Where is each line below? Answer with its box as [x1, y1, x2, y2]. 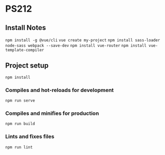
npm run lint [5, 144, 33, 150]
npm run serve [5, 98, 36, 103]
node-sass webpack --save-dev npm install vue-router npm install [5, 43, 147, 48]
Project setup [5, 61, 49, 70]
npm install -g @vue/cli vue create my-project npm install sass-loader [5, 38, 160, 43]
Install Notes [5, 23, 46, 32]
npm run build [5, 121, 36, 127]
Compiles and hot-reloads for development [5, 86, 114, 94]
